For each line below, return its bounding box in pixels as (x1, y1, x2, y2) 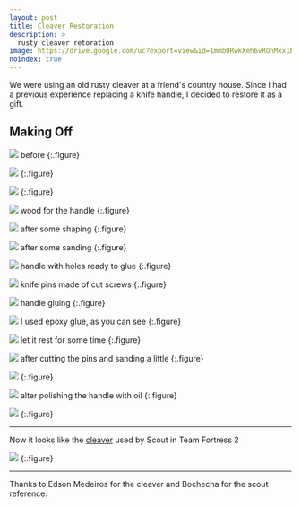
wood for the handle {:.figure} (20, 205, 130, 215)
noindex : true (9, 55, 63, 64)
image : (9, 47, 34, 56)
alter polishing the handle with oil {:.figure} (20, 389, 177, 400)
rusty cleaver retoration (17, 38, 115, 48)
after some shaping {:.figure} (20, 223, 127, 234)
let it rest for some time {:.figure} (20, 334, 142, 345)
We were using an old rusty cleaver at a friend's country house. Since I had (9, 80, 287, 90)
